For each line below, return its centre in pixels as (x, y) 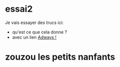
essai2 (19, 9)
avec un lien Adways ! (34, 37)
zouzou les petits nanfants (60, 57)
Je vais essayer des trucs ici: (34, 22)
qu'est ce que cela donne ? (39, 32)
